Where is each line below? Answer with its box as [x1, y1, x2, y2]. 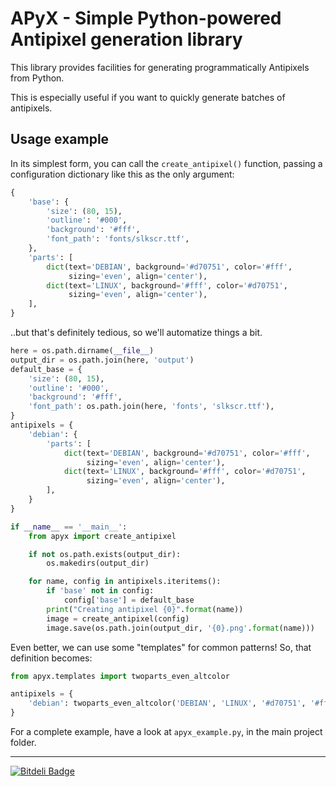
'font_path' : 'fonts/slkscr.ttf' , [46, 234, 190, 244]
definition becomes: [10, 652, 93, 664]
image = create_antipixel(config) [46, 613, 190, 624]
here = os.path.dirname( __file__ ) [10, 346, 155, 356]
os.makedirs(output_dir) [46, 558, 150, 569]
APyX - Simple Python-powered [10, 7, 282, 30]
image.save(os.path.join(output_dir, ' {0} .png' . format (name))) [46, 623, 315, 633]
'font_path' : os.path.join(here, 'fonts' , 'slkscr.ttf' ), [28, 402, 275, 412]
